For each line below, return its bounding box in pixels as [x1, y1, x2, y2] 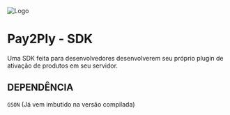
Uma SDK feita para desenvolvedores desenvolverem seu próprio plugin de [7, 54, 224, 62]
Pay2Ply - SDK [7, 31, 93, 47]
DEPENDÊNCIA [7, 82, 74, 93]
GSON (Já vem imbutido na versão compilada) [7, 100, 135, 108]
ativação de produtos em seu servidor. [7, 61, 118, 70]
